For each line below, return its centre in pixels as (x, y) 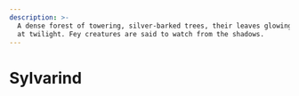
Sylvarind (46, 78)
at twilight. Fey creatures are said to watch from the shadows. (141, 34)
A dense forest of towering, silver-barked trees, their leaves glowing (155, 26)
